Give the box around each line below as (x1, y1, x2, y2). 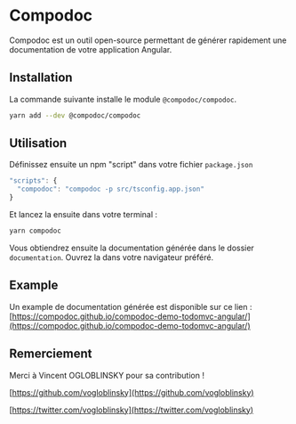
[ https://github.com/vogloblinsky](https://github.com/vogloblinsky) (9, 387, 255, 397)
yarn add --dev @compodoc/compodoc (9, 110, 141, 120)
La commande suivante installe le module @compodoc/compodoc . (9, 94, 237, 104)
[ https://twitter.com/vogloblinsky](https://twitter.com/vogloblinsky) (9, 404, 254, 415)
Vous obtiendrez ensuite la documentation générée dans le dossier (9, 242, 255, 253)
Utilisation (9, 135, 68, 151)
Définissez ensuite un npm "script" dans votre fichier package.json (9, 159, 253, 170)
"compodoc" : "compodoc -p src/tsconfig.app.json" (17, 184, 204, 194)
